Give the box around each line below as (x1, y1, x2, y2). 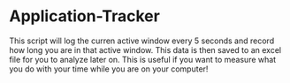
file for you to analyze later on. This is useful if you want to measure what (9, 54, 277, 64)
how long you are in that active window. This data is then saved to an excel (9, 44, 281, 55)
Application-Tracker (9, 6, 161, 26)
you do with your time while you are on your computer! (9, 64, 209, 74)
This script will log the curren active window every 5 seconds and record (9, 35, 275, 46)
